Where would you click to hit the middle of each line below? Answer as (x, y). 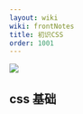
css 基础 (33, 99)
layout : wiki (34, 18)
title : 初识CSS (37, 34)
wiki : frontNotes (42, 26)
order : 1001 (32, 43)
